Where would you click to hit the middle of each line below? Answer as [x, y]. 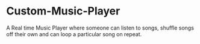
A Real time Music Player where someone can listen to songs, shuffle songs [100, 28]
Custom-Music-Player [63, 11]
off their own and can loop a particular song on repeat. [74, 34]
